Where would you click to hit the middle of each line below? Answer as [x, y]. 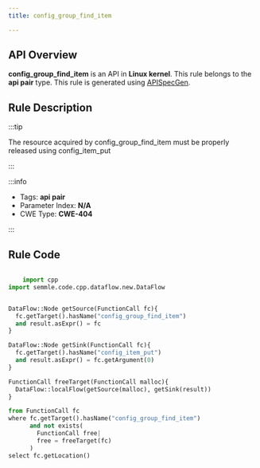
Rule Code [35, 255]
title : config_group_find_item [60, 16]
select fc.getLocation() [49, 455]
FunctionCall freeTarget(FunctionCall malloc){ [89, 382]
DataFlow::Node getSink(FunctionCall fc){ [80, 345]
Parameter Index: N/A [55, 206]
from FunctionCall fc [44, 411]
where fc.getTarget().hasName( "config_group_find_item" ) [105, 419]
